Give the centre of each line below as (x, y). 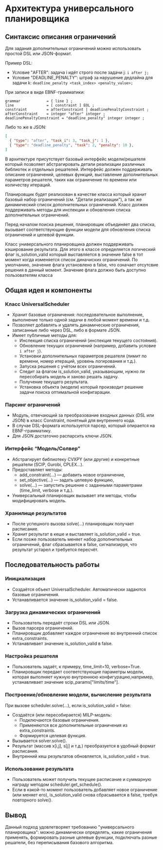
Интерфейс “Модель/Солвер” (43, 449)
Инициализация (25, 579)
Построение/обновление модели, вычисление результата (78, 695)
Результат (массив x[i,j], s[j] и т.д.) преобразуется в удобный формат (84, 746)
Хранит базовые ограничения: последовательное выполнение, (78, 315)
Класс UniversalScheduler (37, 304)
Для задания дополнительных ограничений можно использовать (73, 48)
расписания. (25, 751)
